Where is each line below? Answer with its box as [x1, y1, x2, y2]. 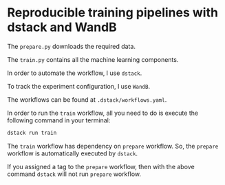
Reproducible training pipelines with [7, 5, 219, 21]
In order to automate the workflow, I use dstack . [7, 69, 142, 77]
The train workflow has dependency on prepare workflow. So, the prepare [7, 142, 219, 150]
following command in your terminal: [7, 116, 111, 124]
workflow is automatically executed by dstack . [7, 149, 138, 157]
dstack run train [7, 129, 57, 136]
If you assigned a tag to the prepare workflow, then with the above [7, 162, 195, 171]
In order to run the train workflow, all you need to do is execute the [7, 109, 198, 117]
